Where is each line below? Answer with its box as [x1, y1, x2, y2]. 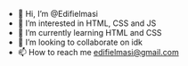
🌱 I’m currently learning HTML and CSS [17, 28, 162, 37]
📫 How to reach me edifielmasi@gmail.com [17, 47, 180, 57]
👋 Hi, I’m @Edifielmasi [17, 9, 98, 19]
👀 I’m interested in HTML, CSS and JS [17, 18, 157, 29]
